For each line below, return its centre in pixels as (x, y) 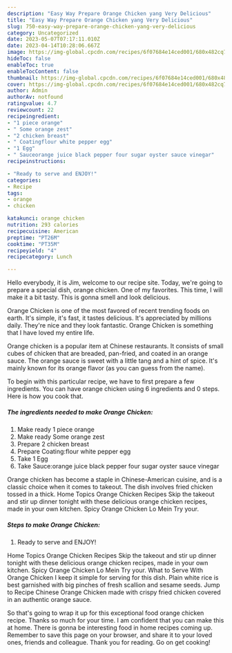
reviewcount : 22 (30, 110)
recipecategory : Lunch (40, 257)
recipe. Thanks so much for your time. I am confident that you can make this (116, 621)
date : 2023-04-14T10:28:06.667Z (54, 46)
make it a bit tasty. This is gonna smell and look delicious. (89, 297)
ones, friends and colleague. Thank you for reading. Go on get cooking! (109, 643)
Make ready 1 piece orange (56, 430)
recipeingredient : (33, 116)
